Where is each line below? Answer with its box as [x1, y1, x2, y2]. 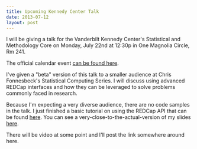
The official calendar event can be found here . [6, 59, 120, 67]
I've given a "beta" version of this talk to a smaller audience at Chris [6, 71, 172, 78]
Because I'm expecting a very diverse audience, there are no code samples [6, 101, 190, 108]
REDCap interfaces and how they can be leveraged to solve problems [6, 84, 176, 91]
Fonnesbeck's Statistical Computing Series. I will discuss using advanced [6, 77, 185, 84]
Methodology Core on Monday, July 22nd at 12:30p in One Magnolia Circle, [6, 42, 190, 49]
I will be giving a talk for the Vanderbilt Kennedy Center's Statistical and [6, 36, 181, 43]
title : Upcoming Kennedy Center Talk [6, 8, 99, 15]
